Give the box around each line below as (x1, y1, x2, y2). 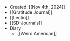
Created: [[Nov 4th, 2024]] (9, 4, 65, 10)
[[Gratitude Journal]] (9, 9, 52, 15)
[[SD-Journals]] (9, 20, 42, 26)
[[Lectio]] (9, 15, 29, 20)
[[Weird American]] (17, 31, 57, 36)
